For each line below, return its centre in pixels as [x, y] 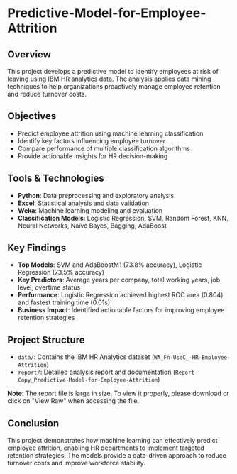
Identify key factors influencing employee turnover [92, 140]
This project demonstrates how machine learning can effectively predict [112, 441]
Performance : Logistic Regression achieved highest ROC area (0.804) [120, 295]
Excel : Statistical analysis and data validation [83, 203]
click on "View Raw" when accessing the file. [73, 401]
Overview [29, 54]
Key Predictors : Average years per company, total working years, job [119, 280]
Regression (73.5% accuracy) [61, 272]
